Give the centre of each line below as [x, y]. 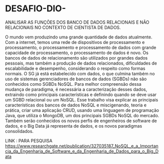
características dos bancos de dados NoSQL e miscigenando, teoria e [76, 105]
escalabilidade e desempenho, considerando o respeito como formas [75, 68]
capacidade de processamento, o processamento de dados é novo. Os [77, 53]
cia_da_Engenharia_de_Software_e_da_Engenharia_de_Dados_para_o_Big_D [82, 151]
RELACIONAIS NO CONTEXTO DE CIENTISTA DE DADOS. [63, 27]
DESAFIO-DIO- [36, 9]
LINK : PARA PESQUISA [29, 140]
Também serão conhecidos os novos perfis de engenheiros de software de [81, 121]
